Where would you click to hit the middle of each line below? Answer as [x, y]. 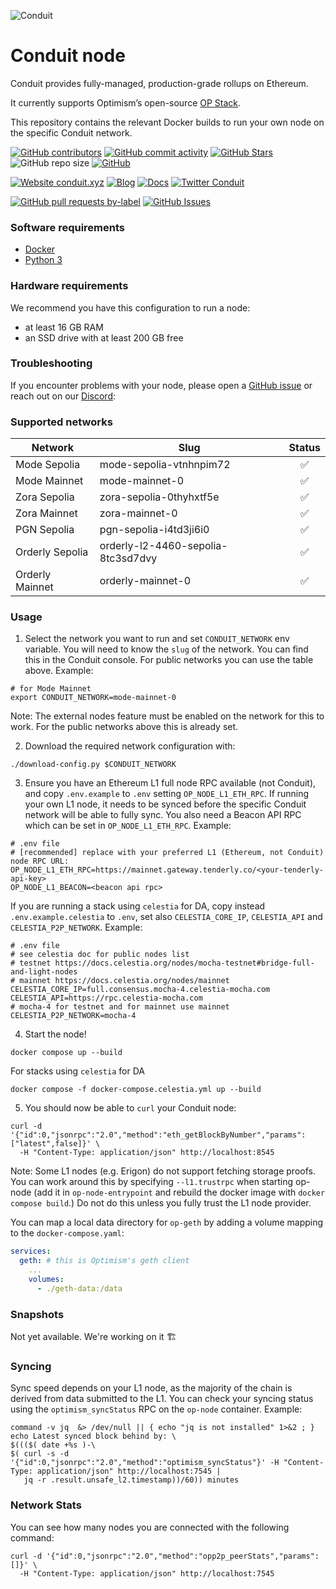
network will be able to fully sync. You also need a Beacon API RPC [163, 815]
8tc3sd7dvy [128, 558]
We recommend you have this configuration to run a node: [130, 307]
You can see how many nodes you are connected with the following [150, 1527]
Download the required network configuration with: [130, 746]
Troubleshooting [51, 363]
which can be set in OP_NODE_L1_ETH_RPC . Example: [128, 826]
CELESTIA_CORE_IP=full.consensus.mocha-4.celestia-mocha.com [140, 990]
